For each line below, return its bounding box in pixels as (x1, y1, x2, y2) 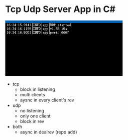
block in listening (20, 86, 55, 92)
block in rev (20, 118, 44, 124)
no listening (20, 107, 44, 113)
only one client (20, 113, 51, 119)
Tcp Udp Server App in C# (5, 4, 115, 15)
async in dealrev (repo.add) (20, 129, 77, 135)
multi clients (20, 91, 45, 97)
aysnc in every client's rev (20, 97, 74, 103)
